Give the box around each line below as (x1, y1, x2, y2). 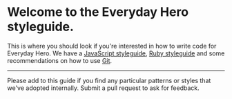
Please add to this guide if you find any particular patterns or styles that (7, 76, 211, 84)
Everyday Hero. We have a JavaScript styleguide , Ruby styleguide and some (7, 49, 225, 57)
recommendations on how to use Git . (7, 56, 113, 64)
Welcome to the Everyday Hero (7, 4, 188, 20)
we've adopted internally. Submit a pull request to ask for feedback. (7, 84, 200, 92)
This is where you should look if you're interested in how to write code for (7, 42, 217, 50)
